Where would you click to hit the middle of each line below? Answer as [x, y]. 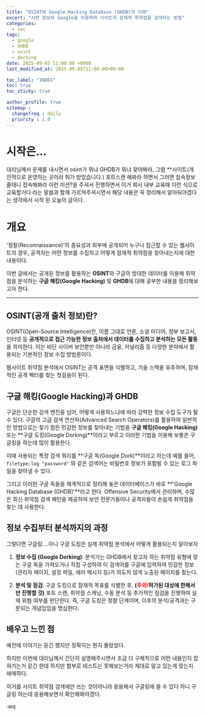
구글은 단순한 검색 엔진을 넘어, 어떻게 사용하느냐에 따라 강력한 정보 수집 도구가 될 [102, 412]
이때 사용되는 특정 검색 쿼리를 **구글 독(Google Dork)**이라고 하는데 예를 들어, [101, 456]
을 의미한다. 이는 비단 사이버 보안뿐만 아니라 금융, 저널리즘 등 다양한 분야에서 [97, 347]
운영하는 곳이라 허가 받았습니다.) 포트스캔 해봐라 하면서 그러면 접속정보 [111, 177]
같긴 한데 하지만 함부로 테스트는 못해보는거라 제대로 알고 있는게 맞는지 [110, 666]
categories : [21, 23]
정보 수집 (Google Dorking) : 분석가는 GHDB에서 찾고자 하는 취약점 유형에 [103, 556]
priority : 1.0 [31, 119]
